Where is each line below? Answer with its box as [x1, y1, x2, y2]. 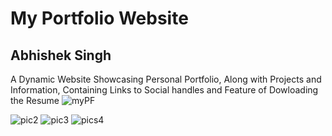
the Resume [10, 95, 60, 106]
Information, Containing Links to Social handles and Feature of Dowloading [10, 84, 319, 96]
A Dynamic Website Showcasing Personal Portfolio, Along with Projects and [10, 73, 322, 85]
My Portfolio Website [10, 7, 189, 30]
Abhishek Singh [10, 47, 112, 64]
